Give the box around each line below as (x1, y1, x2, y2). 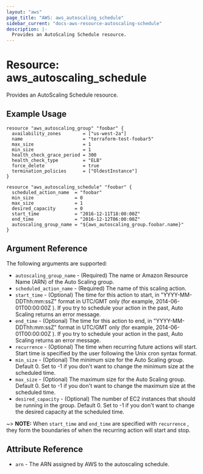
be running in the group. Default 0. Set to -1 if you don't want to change (15, 401, 195, 409)
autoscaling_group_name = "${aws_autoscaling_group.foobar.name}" (12, 221, 184, 228)
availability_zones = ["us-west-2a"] (12, 130, 127, 136)
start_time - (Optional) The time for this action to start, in (15, 291, 160, 298)
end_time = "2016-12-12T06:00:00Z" (12, 216, 140, 222)
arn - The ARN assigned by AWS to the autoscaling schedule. (15, 460, 169, 468)
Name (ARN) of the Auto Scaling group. (15, 278, 115, 285)
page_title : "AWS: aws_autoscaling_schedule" (6, 15, 124, 21)
